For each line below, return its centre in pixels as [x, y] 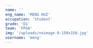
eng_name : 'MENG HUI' [28, 14]
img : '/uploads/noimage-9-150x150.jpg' [47, 33]
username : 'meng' [23, 38]
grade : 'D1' [18, 24]
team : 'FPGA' [19, 28]
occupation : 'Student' [29, 19]
